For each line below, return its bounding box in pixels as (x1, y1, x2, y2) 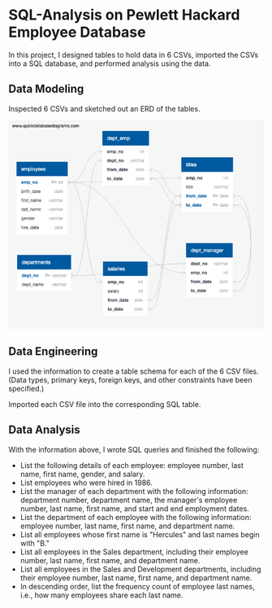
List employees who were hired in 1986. (19, 478, 153, 488)
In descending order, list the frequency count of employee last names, (19, 581, 255, 591)
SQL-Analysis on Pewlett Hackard (8, 6, 240, 24)
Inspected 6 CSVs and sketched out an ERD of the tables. (8, 103, 201, 113)
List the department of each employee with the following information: (19, 512, 252, 522)
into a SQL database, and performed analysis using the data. (8, 59, 211, 68)
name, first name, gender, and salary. (19, 469, 145, 479)
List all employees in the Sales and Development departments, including (19, 564, 261, 574)
